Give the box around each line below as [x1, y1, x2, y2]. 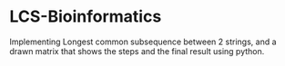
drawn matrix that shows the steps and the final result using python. [9, 45, 265, 56]
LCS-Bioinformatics [9, 6, 162, 27]
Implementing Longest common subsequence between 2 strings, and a [9, 36, 277, 47]
